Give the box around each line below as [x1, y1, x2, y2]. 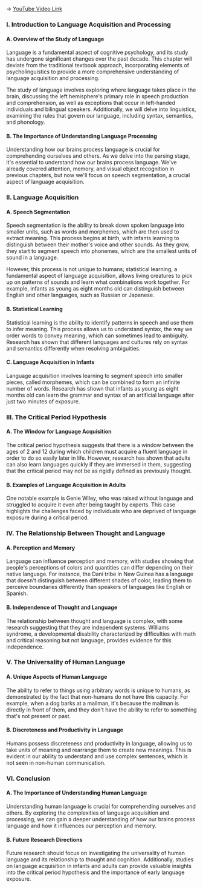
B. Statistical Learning [6, 306, 63, 313]
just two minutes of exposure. [6, 397, 80, 405]
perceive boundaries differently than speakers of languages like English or [6, 584, 192, 591]
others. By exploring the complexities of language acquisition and [6, 809, 169, 816]
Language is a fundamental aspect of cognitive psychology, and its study [6, 49, 188, 56]
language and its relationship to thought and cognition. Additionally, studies [6, 856, 194, 863]
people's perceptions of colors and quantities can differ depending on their [6, 564, 193, 571]
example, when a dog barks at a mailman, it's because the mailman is [6, 699, 179, 707]
